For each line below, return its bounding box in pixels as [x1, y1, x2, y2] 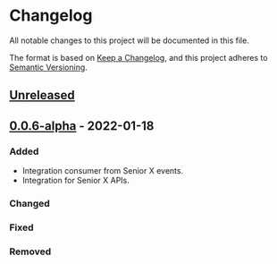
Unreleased [9, 88, 76, 103]
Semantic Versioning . [9, 62, 88, 72]
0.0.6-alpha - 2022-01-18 [9, 118, 155, 133]
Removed [9, 245, 52, 258]
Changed [9, 197, 51, 209]
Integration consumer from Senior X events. [21, 166, 184, 176]
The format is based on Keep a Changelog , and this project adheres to [9, 52, 268, 63]
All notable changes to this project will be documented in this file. [9, 35, 250, 46]
